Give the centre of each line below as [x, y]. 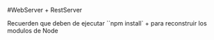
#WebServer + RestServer [45, 10]
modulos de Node [33, 31]
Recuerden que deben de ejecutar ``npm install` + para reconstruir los [107, 23]
